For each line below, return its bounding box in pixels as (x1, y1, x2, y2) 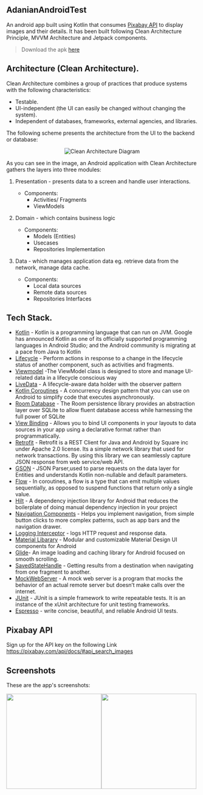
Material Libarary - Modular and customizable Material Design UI (15, 536, 177, 543)
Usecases (33, 239, 59, 246)
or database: (6, 135, 38, 143)
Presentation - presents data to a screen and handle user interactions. (15, 177, 191, 185)
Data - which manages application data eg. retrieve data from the (15, 257, 179, 265)
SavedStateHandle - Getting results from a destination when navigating (15, 562, 194, 569)
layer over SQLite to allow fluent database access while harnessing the (15, 407, 193, 414)
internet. (15, 588, 36, 595)
